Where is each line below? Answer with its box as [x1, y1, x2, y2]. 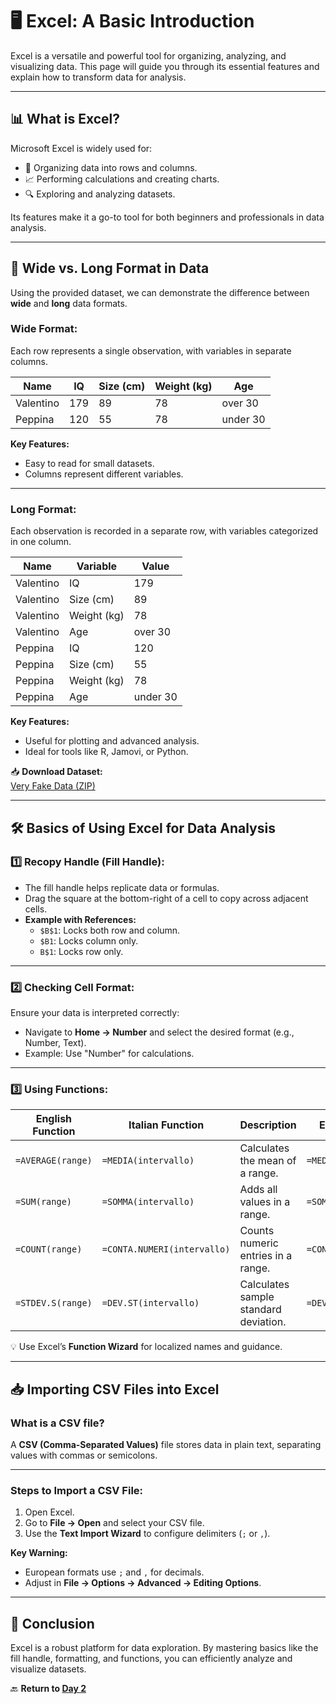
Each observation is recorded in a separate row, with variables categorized [10, 525, 319, 537]
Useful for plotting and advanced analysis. [24, 735, 200, 747]
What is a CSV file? [10, 1416, 105, 1430]
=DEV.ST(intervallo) [101, 1298, 200, 1309]
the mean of [239, 1154, 297, 1168]
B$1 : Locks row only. [39, 945, 124, 957]
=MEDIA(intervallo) [101, 1155, 195, 1167]
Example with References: [24, 913, 137, 925]
